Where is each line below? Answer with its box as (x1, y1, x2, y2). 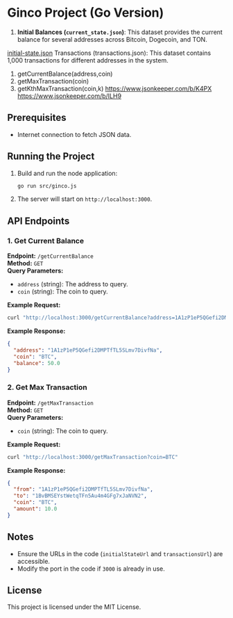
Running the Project (7, 151, 95, 163)
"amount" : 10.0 (13, 505, 58, 512)
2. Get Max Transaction (7, 382, 88, 392)
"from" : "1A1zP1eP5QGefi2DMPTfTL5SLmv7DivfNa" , (13, 486, 154, 493)
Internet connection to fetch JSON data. (17, 130, 132, 138)
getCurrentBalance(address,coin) (17, 70, 113, 78)
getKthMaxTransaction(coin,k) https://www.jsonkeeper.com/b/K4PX (17, 84, 212, 92)
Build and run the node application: (17, 169, 118, 177)
